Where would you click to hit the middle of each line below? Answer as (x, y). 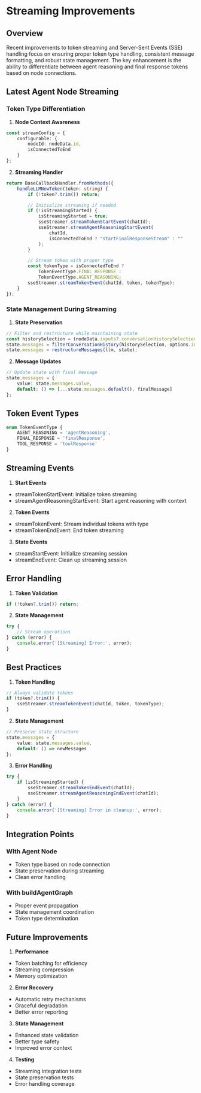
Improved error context (43, 1048)
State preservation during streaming (60, 871)
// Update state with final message (52, 373)
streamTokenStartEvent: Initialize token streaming (76, 494)
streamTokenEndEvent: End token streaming (69, 530)
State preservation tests (44, 1077)
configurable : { (37, 138)
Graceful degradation (41, 1006)
